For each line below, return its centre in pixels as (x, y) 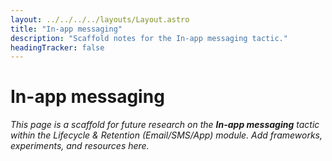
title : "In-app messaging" (66, 29)
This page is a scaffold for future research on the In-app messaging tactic (165, 125)
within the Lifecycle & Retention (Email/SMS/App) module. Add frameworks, (166, 135)
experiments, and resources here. (80, 146)
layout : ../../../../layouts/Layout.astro (100, 19)
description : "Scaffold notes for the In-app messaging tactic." (149, 38)
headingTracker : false (57, 47)
